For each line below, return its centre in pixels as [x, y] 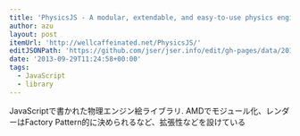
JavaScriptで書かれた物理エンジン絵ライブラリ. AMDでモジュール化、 [137, 110]
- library [35, 84]
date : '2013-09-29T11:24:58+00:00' [75, 59]
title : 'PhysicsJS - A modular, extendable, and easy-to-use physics [142, 17]
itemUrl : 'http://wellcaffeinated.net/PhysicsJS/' [105, 42]
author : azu [31, 26]
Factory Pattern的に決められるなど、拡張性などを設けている [135, 122]
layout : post [33, 34]
